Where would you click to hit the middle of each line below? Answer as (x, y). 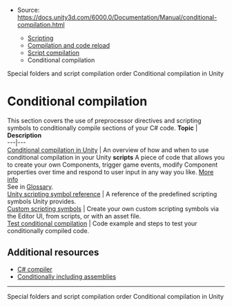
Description (25, 135)
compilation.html (41, 25)
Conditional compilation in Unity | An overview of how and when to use (108, 150)
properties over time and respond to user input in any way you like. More (110, 171)
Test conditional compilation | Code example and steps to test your (102, 223)
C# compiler (35, 269)
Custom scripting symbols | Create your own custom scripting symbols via (113, 208)
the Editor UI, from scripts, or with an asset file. (74, 216)
